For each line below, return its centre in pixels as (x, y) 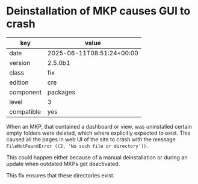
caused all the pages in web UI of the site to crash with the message (91, 139)
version (20, 63)
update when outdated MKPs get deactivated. (63, 164)
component (26, 92)
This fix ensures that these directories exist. (60, 175)
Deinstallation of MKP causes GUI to (98, 11)
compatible (25, 111)
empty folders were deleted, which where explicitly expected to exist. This (98, 133)
